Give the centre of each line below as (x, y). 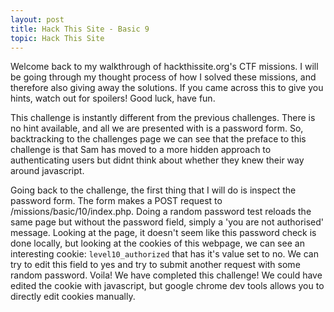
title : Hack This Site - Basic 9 (80, 29)
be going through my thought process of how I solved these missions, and (163, 77)
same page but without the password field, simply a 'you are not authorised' (167, 222)
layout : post (37, 19)
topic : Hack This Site (57, 38)
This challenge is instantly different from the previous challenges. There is (163, 118)
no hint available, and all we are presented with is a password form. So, (157, 128)
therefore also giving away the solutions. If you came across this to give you (167, 88)
